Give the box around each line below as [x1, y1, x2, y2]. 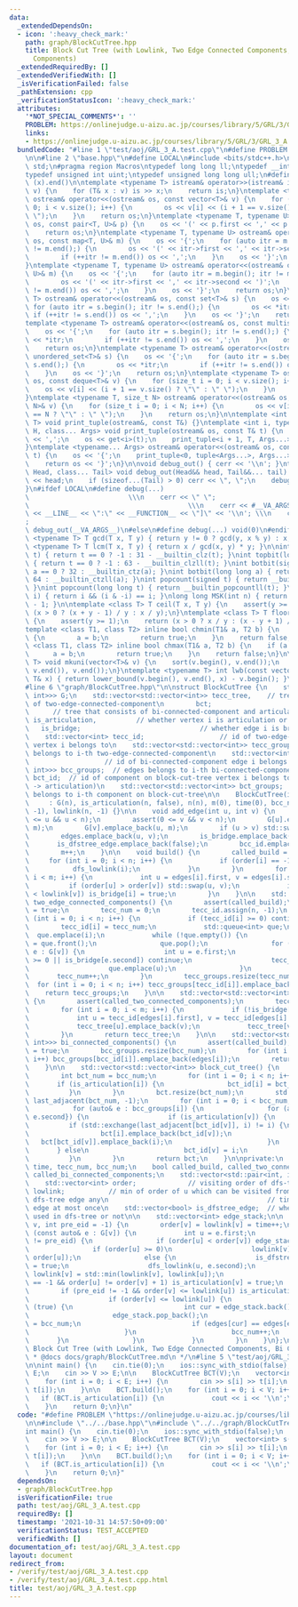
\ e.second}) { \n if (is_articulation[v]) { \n [25, 1113, 276, 1121]
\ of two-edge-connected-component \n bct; [25, 699, 213, 708]
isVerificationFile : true [17, 1493, 114, 1502]
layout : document [9, 1551, 74, 1560]
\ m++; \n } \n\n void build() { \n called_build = [25, 848, 288, 857]
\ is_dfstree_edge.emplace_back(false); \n [25, 840, 208, 849]
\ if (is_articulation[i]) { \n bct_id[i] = [25, 1080, 272, 1089]
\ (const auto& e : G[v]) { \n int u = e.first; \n [25, 1228, 255, 1237]
